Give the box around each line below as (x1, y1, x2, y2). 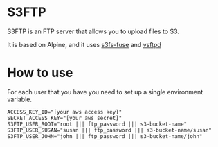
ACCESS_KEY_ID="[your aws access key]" (7, 108, 122, 115)
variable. (7, 95, 33, 103)
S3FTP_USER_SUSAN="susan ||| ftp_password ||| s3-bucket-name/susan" (7, 126, 212, 134)
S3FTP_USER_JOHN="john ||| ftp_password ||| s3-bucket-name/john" (7, 132, 203, 139)
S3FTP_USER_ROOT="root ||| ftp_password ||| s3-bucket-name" (7, 121, 188, 128)
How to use (7, 65, 73, 80)
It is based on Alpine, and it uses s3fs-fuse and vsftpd (7, 40, 161, 49)
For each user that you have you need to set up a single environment (7, 87, 203, 96)
